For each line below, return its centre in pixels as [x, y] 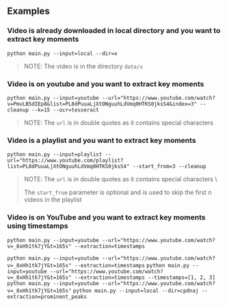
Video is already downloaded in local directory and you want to [114, 31]
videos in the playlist [53, 200]
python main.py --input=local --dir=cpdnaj [136, 291]
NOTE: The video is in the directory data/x [83, 66]
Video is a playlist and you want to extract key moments [102, 140]
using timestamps [38, 226]
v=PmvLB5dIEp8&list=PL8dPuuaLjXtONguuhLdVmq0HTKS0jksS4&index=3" [102, 104]
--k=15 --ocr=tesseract [65, 110]
